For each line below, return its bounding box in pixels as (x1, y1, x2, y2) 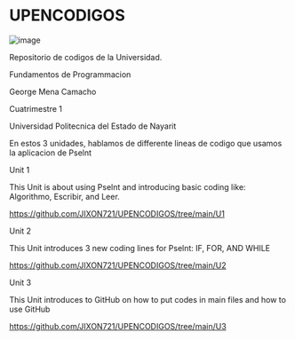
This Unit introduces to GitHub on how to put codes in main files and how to (9, 294, 287, 304)
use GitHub (9, 304, 51, 314)
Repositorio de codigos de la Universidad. (9, 51, 163, 62)
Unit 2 (9, 225, 32, 236)
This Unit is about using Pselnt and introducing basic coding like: (9, 181, 246, 192)
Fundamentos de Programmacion (9, 68, 132, 80)
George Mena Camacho (9, 86, 97, 97)
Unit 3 (9, 277, 32, 288)
